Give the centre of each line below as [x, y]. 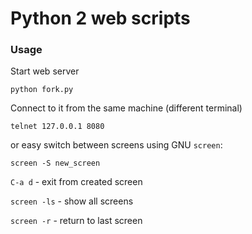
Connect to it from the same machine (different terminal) [126, 108]
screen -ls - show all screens [72, 201]
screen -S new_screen [55, 163]
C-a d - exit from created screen [76, 182]
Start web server [45, 71]
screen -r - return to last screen [76, 221]
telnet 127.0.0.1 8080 [57, 127]
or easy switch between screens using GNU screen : [116, 145]
